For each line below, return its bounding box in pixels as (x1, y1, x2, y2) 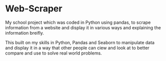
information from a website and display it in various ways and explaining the (5, 24, 161, 30)
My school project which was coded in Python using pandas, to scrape (5, 19, 151, 25)
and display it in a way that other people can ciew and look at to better (5, 45, 150, 51)
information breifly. (5, 30, 44, 36)
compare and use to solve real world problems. (5, 50, 102, 56)
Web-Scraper (5, 3, 62, 14)
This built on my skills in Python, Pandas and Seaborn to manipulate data (5, 39, 155, 45)
